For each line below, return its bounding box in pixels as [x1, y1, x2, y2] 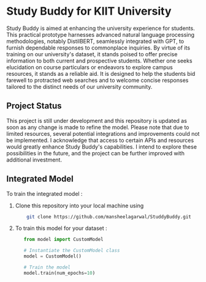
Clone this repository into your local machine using [15, 202, 144, 209]
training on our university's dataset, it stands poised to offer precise [6, 50, 178, 58]
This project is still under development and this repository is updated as [6, 117, 187, 124]
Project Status [6, 101, 63, 111]
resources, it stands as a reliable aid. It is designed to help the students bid [6, 70, 196, 77]
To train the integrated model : [6, 190, 83, 197]
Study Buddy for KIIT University [6, 4, 172, 18]
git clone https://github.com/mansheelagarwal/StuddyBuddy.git [26, 213, 191, 220]
